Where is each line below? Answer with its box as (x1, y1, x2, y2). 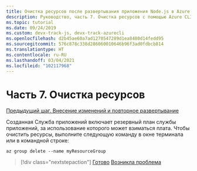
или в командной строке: (6, 137, 69, 144)
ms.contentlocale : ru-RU (6, 52, 67, 58)
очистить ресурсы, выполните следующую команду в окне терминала (6, 131, 184, 138)
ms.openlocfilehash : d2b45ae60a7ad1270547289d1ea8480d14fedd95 (6, 36, 164, 41)
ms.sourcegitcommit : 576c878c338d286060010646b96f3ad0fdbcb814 (6, 41, 164, 47)
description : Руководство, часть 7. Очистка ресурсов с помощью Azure (6, 14, 182, 20)
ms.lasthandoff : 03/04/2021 (6, 57, 75, 63)
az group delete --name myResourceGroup (6, 148, 107, 155)
